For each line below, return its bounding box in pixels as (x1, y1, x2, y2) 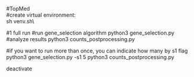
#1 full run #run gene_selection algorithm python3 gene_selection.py (6, 29, 175, 36)
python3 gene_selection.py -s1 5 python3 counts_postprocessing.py (6, 54, 175, 60)
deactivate (6, 65, 32, 72)
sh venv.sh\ (6, 18, 35, 24)
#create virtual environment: (6, 11, 76, 19)
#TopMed (6, 5, 30, 12)
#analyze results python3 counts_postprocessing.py (6, 36, 136, 42)
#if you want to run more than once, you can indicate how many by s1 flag (6, 47, 188, 54)
